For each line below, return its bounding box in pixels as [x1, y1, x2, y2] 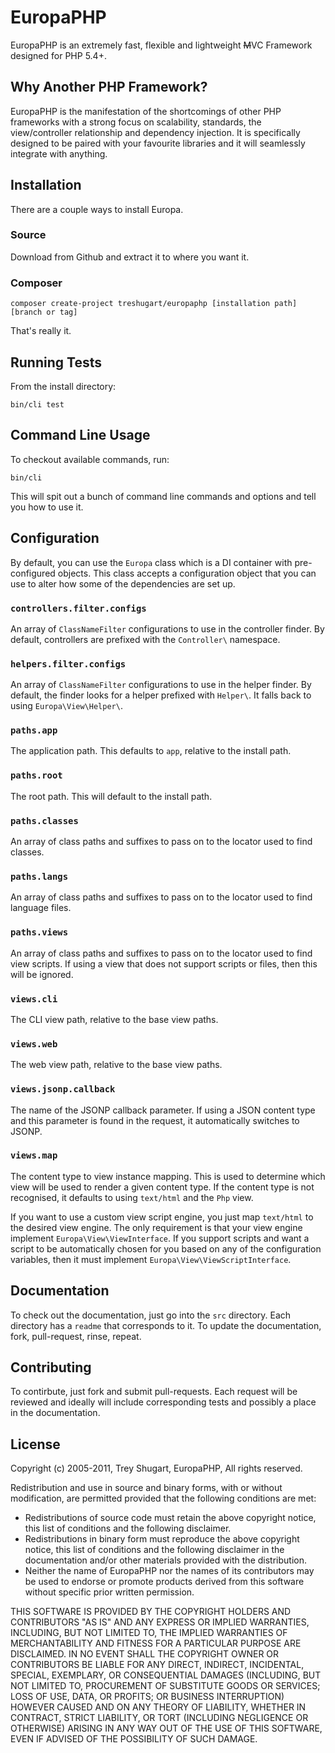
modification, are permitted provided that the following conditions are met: [10, 1492, 317, 1505]
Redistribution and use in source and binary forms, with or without [10, 1482, 283, 1494]
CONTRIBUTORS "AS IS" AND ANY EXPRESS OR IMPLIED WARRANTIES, [10, 1616, 310, 1628]
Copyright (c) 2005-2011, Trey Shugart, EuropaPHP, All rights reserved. [10, 1462, 303, 1475]
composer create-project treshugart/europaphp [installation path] [10, 299, 298, 309]
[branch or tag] [10, 307, 78, 318]
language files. [10, 902, 72, 914]
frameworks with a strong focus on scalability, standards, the [10, 116, 262, 128]
